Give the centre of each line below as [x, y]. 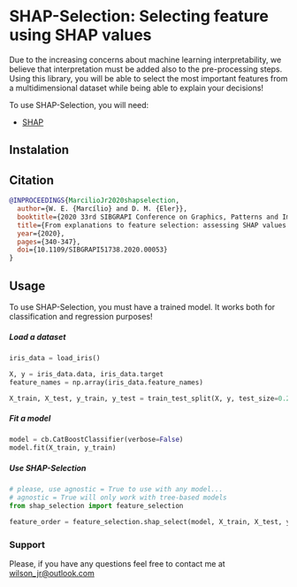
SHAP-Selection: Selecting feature [139, 16]
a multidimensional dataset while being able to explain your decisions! [136, 88]
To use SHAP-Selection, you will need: [79, 104]
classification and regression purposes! [81, 316]
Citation [32, 180]
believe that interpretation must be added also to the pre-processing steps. [146, 69]
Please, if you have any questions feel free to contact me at [117, 563]
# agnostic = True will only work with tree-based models [118, 498]
